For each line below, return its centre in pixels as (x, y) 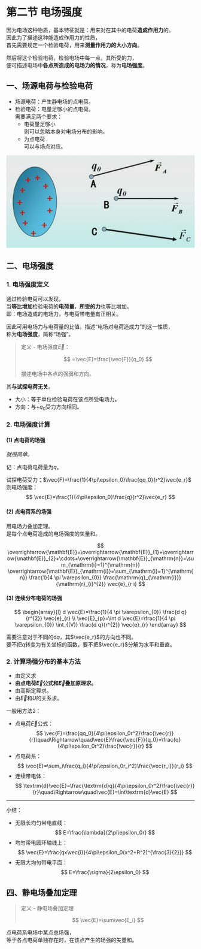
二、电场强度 (30, 266)
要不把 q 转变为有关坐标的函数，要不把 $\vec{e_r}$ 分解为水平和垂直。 (91, 644)
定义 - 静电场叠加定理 (47, 908)
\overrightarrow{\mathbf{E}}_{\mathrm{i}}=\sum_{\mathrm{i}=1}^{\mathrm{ (100, 571)
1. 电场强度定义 (28, 285)
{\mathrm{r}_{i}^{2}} (81, 584)
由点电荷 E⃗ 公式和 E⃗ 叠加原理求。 (56, 683)
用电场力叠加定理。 (30, 526)
